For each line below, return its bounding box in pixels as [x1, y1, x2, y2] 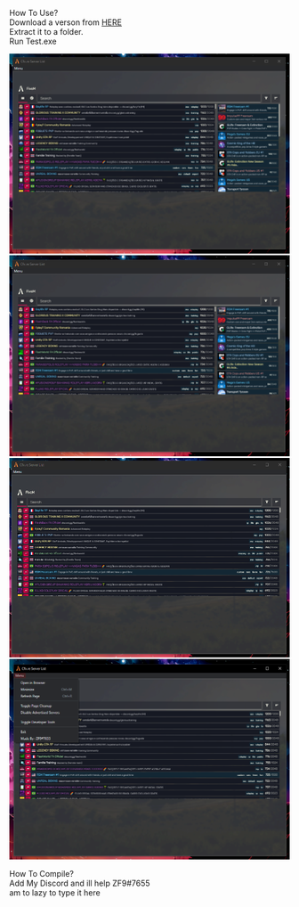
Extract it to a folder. [9, 27, 84, 37]
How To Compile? [9, 868, 74, 878]
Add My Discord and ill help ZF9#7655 [9, 878, 150, 888]
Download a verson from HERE [9, 17, 123, 28]
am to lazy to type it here [9, 887, 101, 898]
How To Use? [9, 8, 59, 18]
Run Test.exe [9, 36, 57, 46]
